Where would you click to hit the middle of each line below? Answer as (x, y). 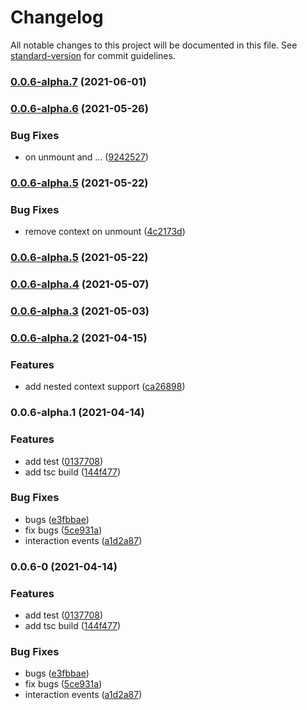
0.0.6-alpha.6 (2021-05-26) (79, 108)
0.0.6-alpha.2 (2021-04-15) (79, 338)
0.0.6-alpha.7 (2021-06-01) (78, 81)
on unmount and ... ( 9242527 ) (86, 157)
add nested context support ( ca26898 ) (105, 387)
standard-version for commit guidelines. (93, 55)
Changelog (57, 17)
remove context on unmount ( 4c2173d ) (105, 232)
